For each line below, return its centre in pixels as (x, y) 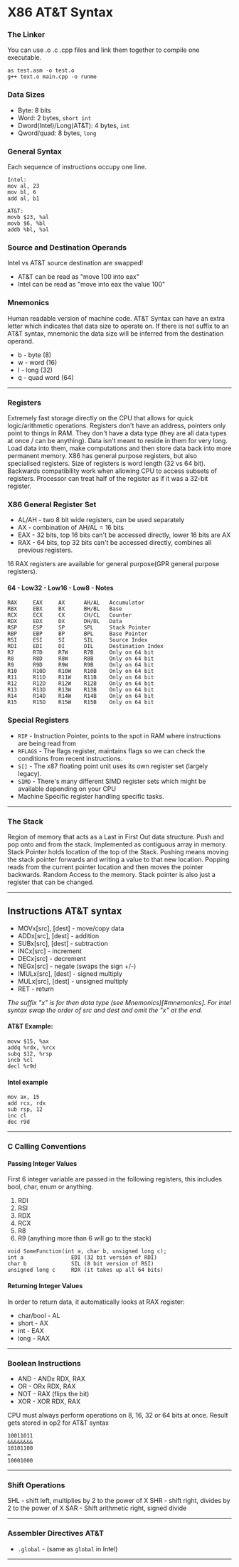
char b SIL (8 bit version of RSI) (81, 1264)
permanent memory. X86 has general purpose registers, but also (102, 455)
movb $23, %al (28, 218)
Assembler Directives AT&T (56, 1534)
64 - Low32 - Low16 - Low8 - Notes (60, 588)
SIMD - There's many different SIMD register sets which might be (112, 781)
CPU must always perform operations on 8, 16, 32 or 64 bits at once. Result (118, 1415)
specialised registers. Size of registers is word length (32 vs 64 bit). (107, 463)
